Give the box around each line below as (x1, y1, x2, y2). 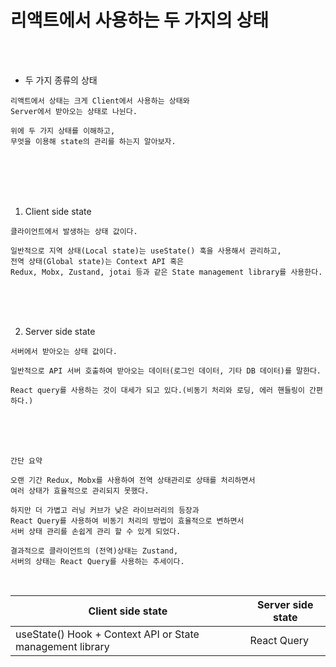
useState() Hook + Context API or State (15, 627, 200, 641)
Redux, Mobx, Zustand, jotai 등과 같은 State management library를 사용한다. (10, 267, 323, 277)
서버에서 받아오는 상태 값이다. (10, 346, 118, 356)
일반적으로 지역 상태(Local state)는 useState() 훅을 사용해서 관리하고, (10, 246, 282, 256)
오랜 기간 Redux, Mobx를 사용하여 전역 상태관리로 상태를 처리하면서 (10, 475, 256, 485)
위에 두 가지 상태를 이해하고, (10, 126, 116, 136)
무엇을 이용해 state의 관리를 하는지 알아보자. (10, 136, 177, 146)
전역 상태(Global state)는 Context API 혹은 (10, 256, 185, 266)
